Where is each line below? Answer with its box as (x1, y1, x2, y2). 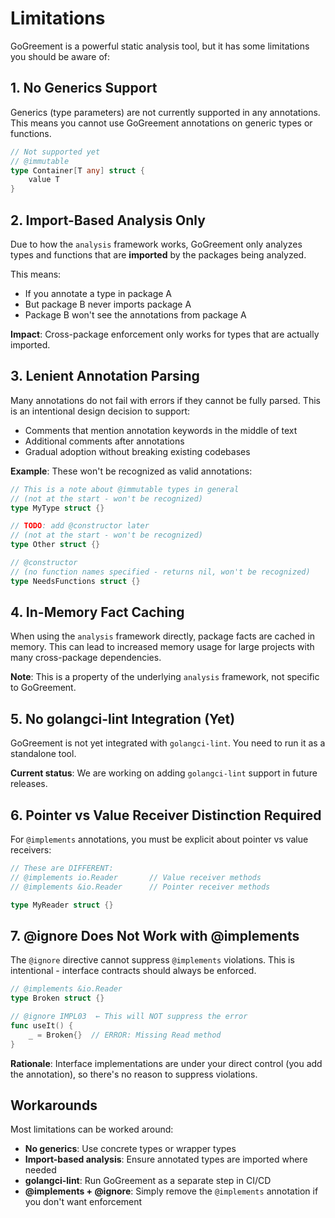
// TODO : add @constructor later (10, 521, 150, 531)
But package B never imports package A (24, 298, 192, 310)
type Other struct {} (10, 540, 101, 550)
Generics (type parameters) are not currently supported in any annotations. (10, 106, 321, 118)
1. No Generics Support (10, 80, 158, 97)
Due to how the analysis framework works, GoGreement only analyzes (10, 238, 303, 250)
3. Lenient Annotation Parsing (10, 368, 200, 385)
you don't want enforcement (24, 1196, 143, 1208)
